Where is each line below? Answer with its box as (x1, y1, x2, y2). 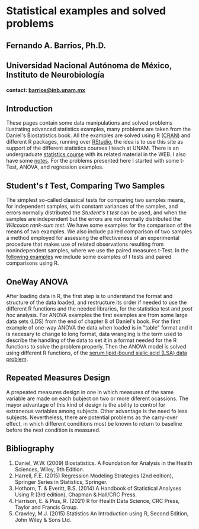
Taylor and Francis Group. (14, 503, 78, 511)
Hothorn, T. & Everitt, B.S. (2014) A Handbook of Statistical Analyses (14, 484, 182, 492)
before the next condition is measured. (6, 426, 101, 433)
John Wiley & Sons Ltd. (14, 516, 72, 523)
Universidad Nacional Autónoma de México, (6, 61, 172, 71)
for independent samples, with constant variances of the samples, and (6, 203, 178, 210)
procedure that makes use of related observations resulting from (6, 240, 164, 248)
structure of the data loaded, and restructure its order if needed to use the (6, 299, 187, 306)
